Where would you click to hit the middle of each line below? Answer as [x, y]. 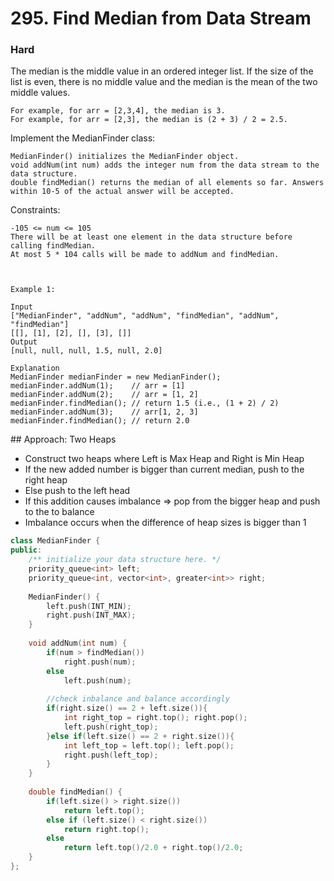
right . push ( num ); [100, 662]
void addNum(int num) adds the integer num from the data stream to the [165, 165]
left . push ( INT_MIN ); [89, 606]
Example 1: [33, 290]
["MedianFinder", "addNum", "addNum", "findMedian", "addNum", [145, 316]
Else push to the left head [77, 491]
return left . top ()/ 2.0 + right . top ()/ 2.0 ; [153, 848]
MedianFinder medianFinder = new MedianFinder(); [116, 377]
